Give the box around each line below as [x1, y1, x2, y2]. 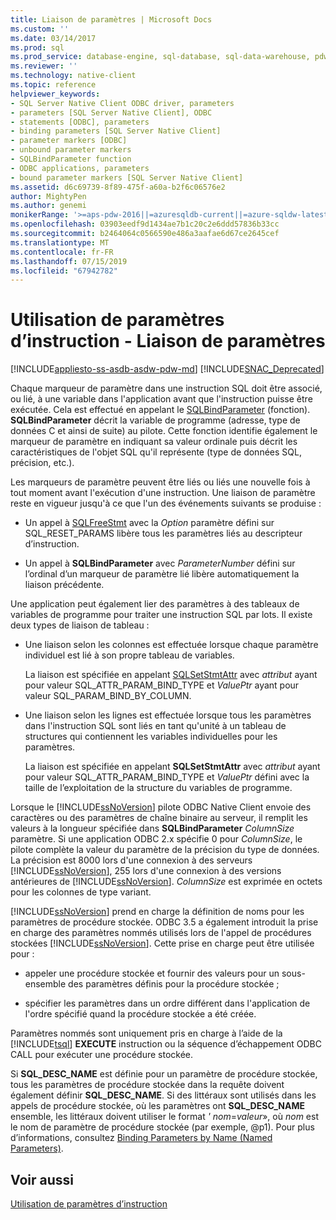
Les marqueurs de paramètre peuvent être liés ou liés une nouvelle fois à [10, 476, 311, 488]
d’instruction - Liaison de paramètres [10, 330, 326, 353]
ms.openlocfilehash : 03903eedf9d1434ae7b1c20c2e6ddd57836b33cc [10, 219, 280, 230]
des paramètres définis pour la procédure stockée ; [68, 978, 280, 990]
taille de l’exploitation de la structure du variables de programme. [24, 782, 293, 794]
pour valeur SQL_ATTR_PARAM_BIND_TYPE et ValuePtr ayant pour [24, 679, 300, 691]
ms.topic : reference [10, 80, 97, 90]
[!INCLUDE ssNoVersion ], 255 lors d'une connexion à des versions [10, 865, 282, 877]
